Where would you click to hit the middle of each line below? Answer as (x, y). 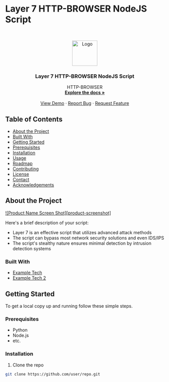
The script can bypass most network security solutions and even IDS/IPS (88, 238)
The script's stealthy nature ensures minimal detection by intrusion (82, 243)
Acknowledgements (33, 185)
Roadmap (22, 163)
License (21, 174)
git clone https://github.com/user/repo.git (53, 374)
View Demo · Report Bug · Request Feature (85, 103)
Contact (21, 180)
